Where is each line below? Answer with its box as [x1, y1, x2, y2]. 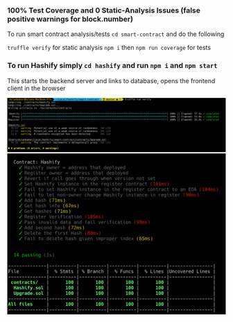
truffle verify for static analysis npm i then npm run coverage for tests [7, 44, 212, 52]
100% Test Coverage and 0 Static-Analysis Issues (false [7, 6, 201, 15]
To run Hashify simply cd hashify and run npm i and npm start [7, 61, 218, 71]
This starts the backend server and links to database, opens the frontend [7, 76, 216, 85]
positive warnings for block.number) [7, 14, 134, 24]
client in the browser [7, 84, 66, 92]
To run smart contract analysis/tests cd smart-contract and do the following [7, 30, 225, 38]
